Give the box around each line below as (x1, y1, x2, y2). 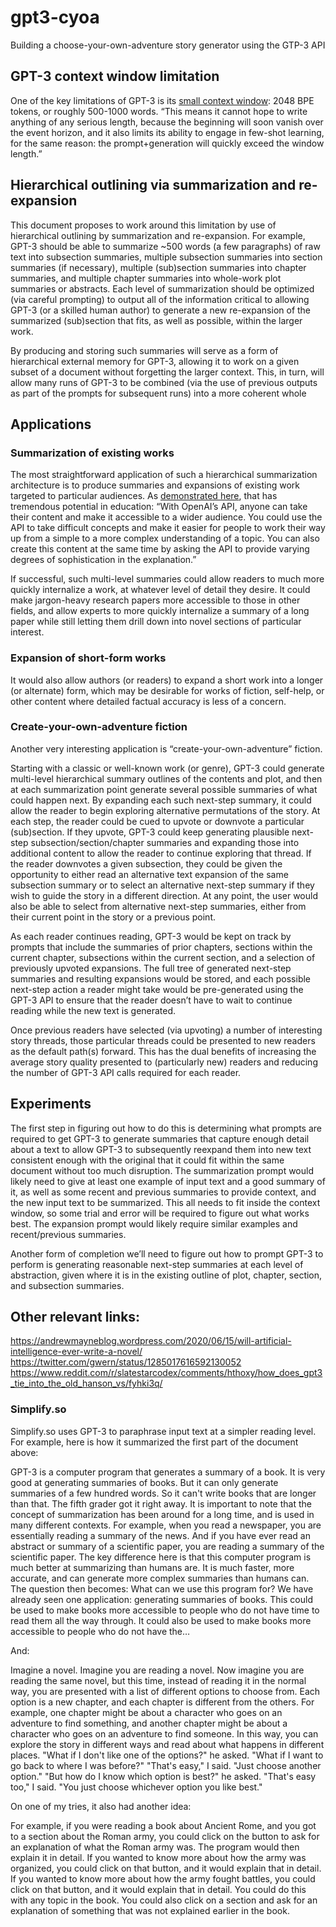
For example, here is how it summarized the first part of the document (10, 1436, 299, 1448)
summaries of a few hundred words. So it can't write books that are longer (10, 1487, 317, 1499)
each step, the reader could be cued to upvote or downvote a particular (10, 815, 305, 827)
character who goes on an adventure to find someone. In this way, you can (10, 1727, 319, 1740)
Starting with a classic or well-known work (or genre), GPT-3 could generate (10, 762, 325, 774)
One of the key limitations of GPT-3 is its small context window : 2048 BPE (10, 94, 315, 106)
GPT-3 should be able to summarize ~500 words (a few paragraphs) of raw (10, 240, 321, 252)
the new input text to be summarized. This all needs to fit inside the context (10, 1196, 321, 1208)
